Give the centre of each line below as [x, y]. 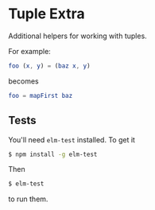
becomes [23, 81]
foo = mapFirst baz [41, 95]
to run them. [28, 199]
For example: [30, 51]
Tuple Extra [46, 14]
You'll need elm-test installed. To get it [72, 139]
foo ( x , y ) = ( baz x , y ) [49, 66]
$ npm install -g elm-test [53, 154]
